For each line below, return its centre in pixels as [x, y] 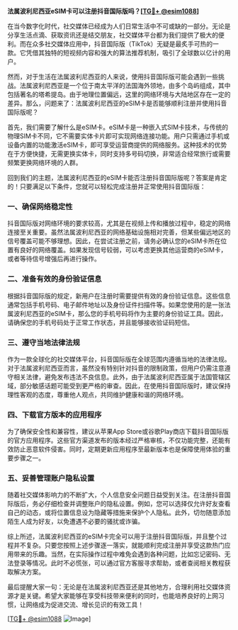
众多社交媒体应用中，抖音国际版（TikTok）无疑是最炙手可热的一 [125, 44]
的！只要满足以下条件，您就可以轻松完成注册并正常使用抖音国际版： [107, 186]
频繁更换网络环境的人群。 [45, 163]
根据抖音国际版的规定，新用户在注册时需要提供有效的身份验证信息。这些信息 [119, 296]
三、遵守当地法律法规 [44, 342]
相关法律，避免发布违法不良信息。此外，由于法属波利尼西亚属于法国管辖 [119, 377]
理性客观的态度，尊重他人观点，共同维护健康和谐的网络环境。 [97, 394]
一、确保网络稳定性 [40, 206]
